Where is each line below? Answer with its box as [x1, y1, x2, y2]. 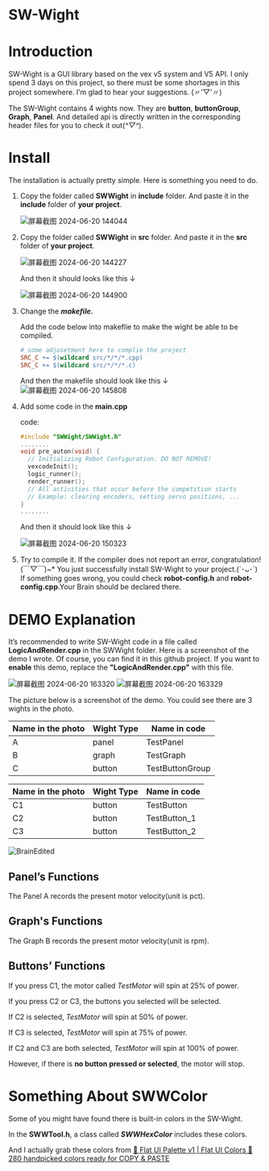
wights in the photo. [8, 704, 75, 714]
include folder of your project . [19, 200, 122, 210]
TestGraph [146, 750, 186, 761]
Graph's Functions [8, 915, 103, 928]
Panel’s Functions [8, 870, 99, 883]
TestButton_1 [146, 812, 197, 824]
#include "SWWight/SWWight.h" [19, 433, 122, 441]
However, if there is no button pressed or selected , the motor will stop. [8, 1058, 245, 1069]
